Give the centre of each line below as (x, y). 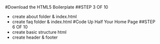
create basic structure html (39, 32)
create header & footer (35, 37)
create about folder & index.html (44, 16)
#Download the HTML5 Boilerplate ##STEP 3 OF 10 (57, 7)
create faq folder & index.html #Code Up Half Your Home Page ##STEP (84, 22)
